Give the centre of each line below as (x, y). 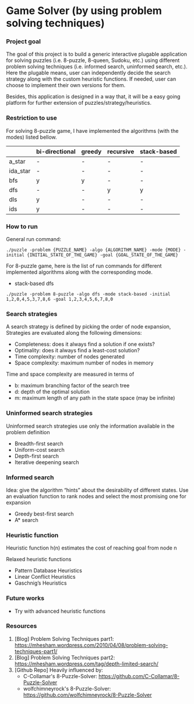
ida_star (20, 171)
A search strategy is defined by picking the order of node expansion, (89, 327)
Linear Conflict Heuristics (45, 577)
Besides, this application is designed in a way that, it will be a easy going (93, 97)
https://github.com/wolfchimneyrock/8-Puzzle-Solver (88, 695)
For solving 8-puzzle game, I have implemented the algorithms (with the (92, 131)
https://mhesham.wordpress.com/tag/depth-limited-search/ (87, 664)
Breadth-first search (39, 444)
